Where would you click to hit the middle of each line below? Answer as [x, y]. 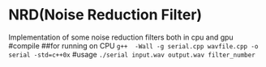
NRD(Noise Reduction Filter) [105, 15]
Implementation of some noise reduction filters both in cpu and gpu [121, 37]
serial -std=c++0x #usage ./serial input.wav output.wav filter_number [132, 54]
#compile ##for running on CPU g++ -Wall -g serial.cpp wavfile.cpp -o [133, 45]
